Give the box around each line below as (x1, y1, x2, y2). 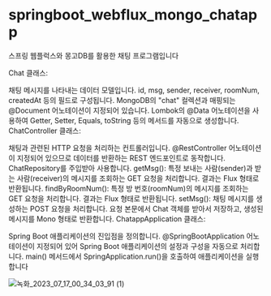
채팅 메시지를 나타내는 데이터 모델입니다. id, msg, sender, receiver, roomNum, (8, 85, 260, 95)
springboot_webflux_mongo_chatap (8, 6, 258, 24)
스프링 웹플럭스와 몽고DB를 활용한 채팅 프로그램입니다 (8, 50, 179, 60)
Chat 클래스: (8, 67, 49, 78)
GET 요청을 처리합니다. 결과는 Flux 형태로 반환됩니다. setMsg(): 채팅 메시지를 (8, 193, 254, 204)
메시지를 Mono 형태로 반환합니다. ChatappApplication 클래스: (8, 213, 206, 224)
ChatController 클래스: (8, 126, 81, 135)
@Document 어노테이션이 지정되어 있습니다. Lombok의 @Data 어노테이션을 (8, 105, 251, 115)
